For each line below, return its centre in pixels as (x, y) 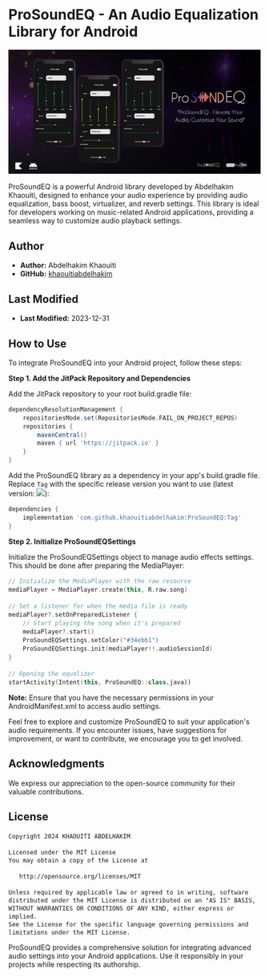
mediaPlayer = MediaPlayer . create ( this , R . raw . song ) (98, 589)
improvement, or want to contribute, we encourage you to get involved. (126, 739)
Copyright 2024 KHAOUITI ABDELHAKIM (69, 836)
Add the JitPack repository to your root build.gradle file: (100, 393)
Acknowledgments (57, 764)
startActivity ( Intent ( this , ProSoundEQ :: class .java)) (100, 682)
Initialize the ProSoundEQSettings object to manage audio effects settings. (131, 557)
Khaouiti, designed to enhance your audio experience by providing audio (128, 195)
